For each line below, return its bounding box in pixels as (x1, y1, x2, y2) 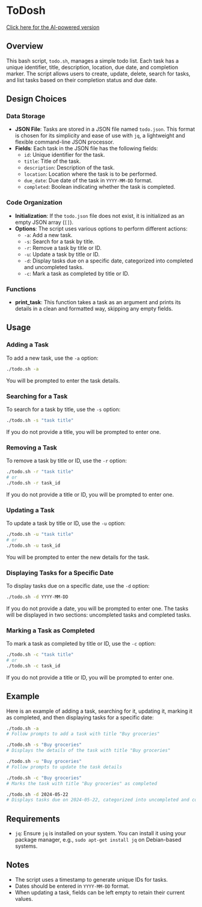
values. (14, 895, 33, 902)
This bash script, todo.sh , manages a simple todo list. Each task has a (6, 57, 179, 64)
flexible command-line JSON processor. (14, 138, 114, 145)
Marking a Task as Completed (6, 626, 95, 634)
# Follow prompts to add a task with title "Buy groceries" (6, 731, 161, 737)
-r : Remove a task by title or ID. (23, 244, 102, 251)
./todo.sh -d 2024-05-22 (6, 791, 69, 797)
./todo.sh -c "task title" (6, 652, 74, 658)
